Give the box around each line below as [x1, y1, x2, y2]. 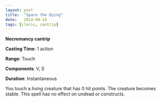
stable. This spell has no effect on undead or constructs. [5, 91, 125, 97]
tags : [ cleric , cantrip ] [5, 22, 59, 27]
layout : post [5, 7, 33, 13]
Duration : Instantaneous [5, 75, 57, 82]
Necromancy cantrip [5, 36, 50, 42]
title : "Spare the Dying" [5, 12, 63, 17]
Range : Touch [5, 56, 35, 62]
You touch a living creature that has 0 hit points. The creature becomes [5, 86, 156, 92]
